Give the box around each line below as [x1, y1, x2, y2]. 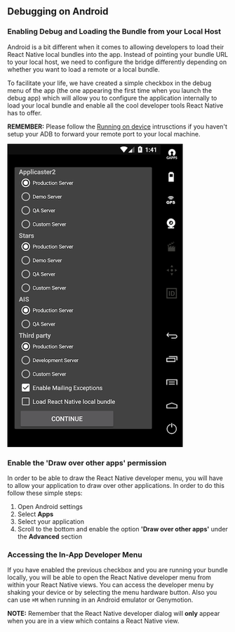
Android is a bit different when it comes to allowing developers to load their [7, 42, 224, 51]
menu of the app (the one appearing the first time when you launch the [7, 86, 213, 94]
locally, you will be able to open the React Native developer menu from [7, 573, 212, 582]
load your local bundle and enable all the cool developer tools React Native [7, 101, 224, 110]
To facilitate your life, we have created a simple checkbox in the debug [7, 79, 212, 87]
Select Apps [17, 510, 54, 518]
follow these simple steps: [7, 489, 83, 497]
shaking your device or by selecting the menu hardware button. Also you [7, 588, 217, 597]
